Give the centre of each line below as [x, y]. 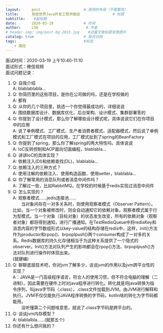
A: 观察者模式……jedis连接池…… [44, 197]
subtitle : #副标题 [26, 19]
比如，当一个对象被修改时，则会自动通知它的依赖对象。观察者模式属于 [83, 210]
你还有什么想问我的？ [34, 326]
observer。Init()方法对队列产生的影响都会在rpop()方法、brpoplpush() [81, 246]
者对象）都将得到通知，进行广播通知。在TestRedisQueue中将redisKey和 [84, 222]
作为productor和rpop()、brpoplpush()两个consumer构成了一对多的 [79, 234]
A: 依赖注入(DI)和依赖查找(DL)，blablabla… [55, 161]
